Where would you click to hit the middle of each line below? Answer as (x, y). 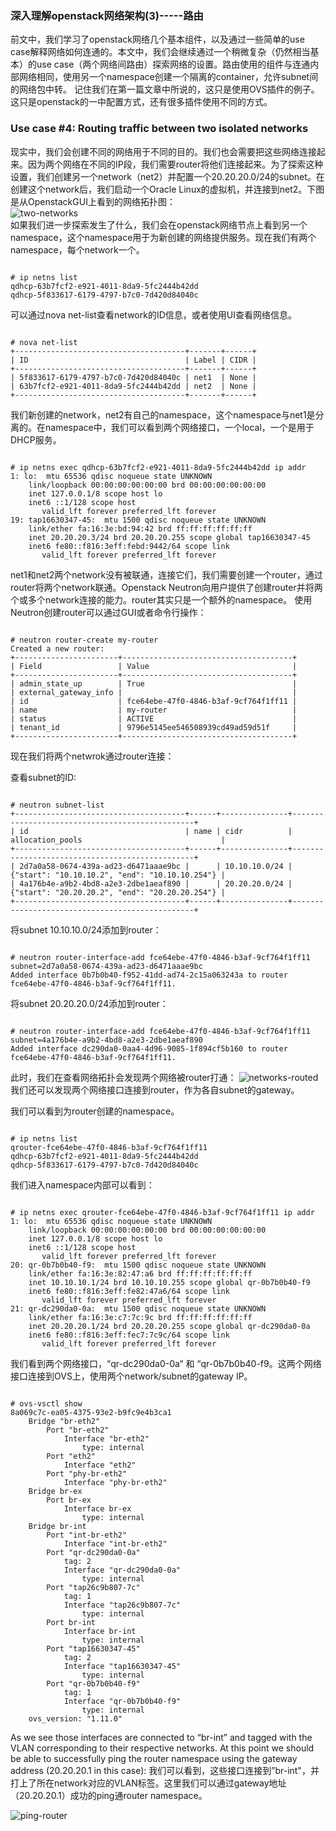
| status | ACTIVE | (154, 718)
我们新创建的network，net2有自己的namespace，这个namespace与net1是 (163, 414)
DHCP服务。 (36, 439)
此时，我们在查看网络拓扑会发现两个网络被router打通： (123, 1077)
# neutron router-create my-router (84, 640)
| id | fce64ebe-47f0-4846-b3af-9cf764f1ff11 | (154, 701)
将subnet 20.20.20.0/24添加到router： (89, 1003)
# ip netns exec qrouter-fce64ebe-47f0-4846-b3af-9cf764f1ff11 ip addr (162, 1212)
